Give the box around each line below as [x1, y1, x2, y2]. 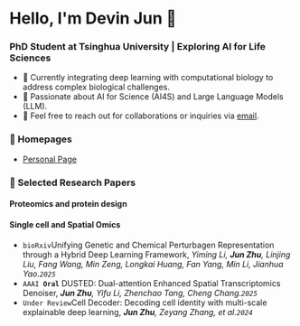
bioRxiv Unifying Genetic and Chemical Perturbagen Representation [22, 239, 275, 250]
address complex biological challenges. [22, 81, 170, 93]
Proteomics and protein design [9, 199, 128, 210]
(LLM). [22, 101, 48, 112]
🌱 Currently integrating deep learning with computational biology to [22, 72, 274, 83]
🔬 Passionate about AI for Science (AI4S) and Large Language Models [22, 91, 284, 102]
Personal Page [22, 154, 77, 164]
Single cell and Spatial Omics [9, 219, 121, 229]
